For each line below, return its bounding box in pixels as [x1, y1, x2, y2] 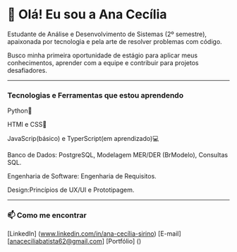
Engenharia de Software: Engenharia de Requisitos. [7, 172, 157, 181]
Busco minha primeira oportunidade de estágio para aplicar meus [7, 51, 198, 59]
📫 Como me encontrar [7, 210, 87, 220]
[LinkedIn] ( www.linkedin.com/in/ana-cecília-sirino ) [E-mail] [7, 229, 181, 238]
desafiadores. [7, 66, 48, 74]
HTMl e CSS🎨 [7, 120, 47, 129]
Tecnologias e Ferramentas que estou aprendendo [7, 90, 184, 100]
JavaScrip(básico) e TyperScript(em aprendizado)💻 [7, 134, 159, 143]
